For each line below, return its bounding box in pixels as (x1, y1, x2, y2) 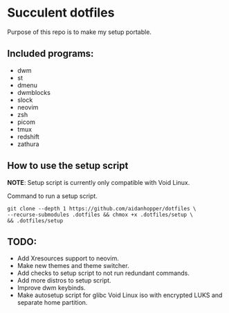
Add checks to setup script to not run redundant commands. (17, 269, 190, 278)
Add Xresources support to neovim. (17, 254, 119, 262)
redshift (17, 132, 39, 141)
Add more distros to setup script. (17, 276, 112, 285)
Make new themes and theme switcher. (17, 262, 129, 270)
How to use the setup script (7, 160, 129, 172)
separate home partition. (17, 298, 88, 307)
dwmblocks (17, 88, 51, 96)
